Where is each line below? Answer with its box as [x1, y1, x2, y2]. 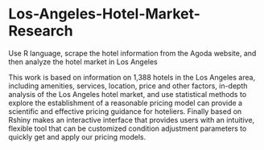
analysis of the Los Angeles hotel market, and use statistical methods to [8, 89, 247, 99]
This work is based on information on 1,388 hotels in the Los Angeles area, [8, 72, 256, 82]
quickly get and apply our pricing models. [8, 132, 146, 141]
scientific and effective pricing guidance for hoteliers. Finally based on [8, 106, 242, 116]
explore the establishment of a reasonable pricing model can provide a [8, 98, 243, 107]
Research [8, 22, 74, 40]
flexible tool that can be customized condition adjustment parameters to [8, 124, 247, 133]
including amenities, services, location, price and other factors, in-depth [8, 81, 248, 91]
